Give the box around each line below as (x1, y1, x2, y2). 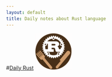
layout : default (6, 9, 46, 15)
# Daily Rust (6, 64, 34, 71)
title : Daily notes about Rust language (6, 15, 107, 22)
